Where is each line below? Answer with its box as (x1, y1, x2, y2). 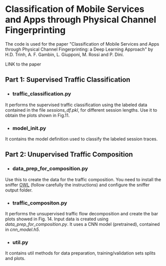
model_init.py (12, 125, 46, 132)
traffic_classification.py (12, 90, 71, 97)
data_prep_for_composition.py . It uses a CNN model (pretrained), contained (5, 221, 160, 227)
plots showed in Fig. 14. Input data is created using (5, 216, 109, 222)
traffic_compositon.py (12, 199, 67, 206)
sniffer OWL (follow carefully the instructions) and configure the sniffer (5, 182, 150, 188)
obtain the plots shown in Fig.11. (5, 112, 70, 118)
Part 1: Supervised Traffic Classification (5, 75, 130, 84)
